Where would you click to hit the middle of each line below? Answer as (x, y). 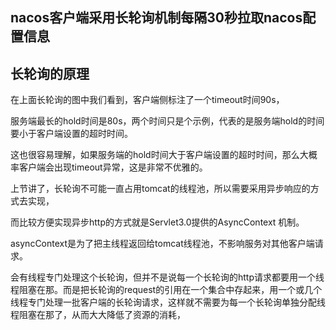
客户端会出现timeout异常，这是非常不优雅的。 (113, 167)
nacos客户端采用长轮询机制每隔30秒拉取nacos (156, 18)
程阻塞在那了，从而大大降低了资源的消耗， (98, 315)
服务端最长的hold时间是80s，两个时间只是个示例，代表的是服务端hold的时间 (167, 121)
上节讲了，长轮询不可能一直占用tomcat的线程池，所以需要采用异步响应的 (160, 189)
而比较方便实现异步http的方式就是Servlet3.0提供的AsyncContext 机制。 (157, 222)
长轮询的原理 (50, 73)
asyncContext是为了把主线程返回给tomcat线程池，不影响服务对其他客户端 (162, 244)
